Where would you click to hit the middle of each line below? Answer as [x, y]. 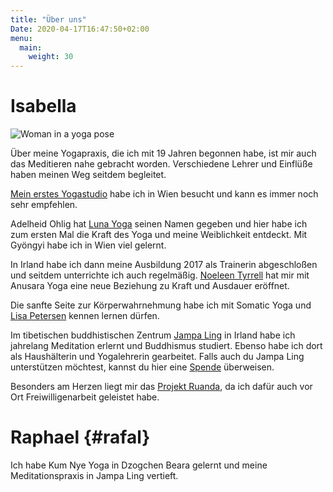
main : [31, 47]
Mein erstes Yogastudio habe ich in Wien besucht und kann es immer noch [164, 194]
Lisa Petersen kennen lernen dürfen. [85, 316]
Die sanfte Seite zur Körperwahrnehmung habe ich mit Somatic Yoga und [161, 305]
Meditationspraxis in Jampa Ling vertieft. [94, 475]
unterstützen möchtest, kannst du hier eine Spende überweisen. [142, 367]
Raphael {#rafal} [80, 437]
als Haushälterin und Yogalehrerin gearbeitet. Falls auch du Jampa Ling [157, 357]
